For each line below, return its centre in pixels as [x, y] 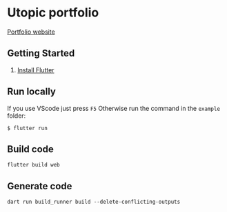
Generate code [40, 186]
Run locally [32, 92]
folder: [17, 116]
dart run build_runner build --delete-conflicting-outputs [94, 202]
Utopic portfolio [53, 13]
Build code [30, 149]
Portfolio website [31, 32]
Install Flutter [36, 70]
